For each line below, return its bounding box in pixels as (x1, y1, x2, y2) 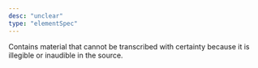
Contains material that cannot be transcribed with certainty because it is (8, 41, 250, 51)
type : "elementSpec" (8, 19, 79, 28)
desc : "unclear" (8, 11, 63, 20)
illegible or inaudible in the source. (8, 50, 123, 60)
